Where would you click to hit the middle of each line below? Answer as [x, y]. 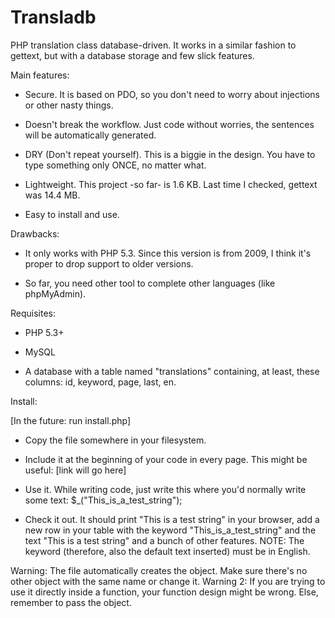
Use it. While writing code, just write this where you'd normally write [165, 489]
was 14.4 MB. [52, 195]
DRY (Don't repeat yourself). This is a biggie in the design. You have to [170, 154]
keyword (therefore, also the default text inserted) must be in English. [167, 551]
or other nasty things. [69, 105]
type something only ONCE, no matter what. [115, 165]
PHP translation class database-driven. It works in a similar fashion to [153, 45]
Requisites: [33, 313]
